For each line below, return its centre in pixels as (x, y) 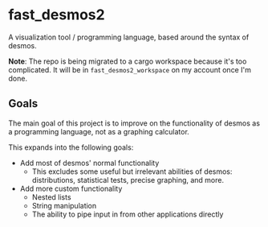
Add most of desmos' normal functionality (89, 163)
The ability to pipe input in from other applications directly (128, 214)
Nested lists (51, 197)
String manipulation (64, 205)
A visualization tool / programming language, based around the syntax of (129, 37)
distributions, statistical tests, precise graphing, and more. (128, 180)
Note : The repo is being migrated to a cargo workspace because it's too (128, 61)
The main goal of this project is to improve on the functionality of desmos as (134, 123)
